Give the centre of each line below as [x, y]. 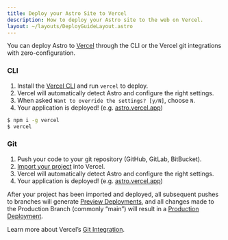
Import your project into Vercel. [61, 166]
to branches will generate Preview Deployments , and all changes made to [111, 201]
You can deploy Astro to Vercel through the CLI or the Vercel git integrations [114, 46]
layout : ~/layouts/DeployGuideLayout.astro [70, 26]
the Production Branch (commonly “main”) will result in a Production [103, 208]
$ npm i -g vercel [33, 120]
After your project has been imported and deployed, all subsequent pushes [113, 194]
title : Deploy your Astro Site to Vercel [67, 13]
